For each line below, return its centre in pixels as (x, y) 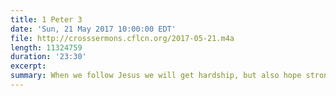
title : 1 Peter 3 (46, 19)
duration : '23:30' (48, 57)
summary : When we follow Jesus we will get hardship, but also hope (156, 76)
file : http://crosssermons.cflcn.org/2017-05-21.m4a (122, 38)
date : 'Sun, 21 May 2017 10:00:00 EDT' (93, 29)
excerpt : (28, 66)
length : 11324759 (46, 47)
